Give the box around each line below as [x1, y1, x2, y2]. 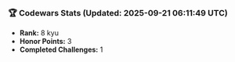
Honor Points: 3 [19, 37, 72, 46]
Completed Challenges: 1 [19, 45, 103, 54]
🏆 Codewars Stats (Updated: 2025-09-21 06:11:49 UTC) [8, 7, 229, 18]
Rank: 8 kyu [19, 28, 59, 38]
